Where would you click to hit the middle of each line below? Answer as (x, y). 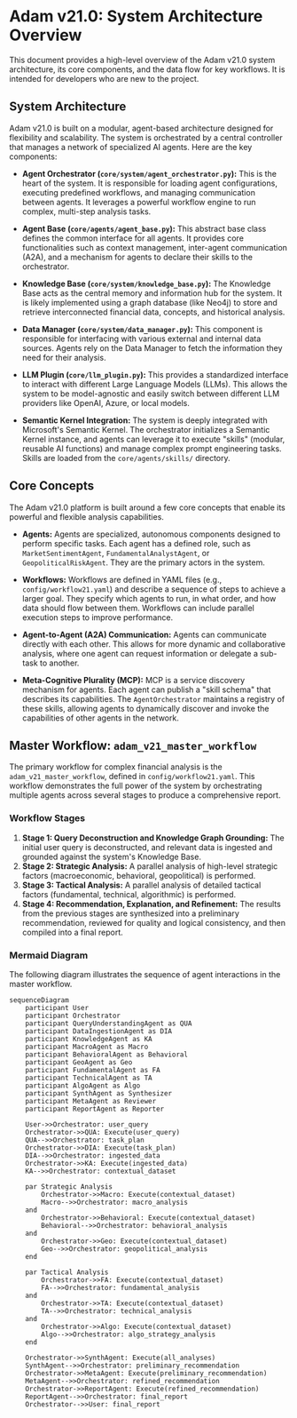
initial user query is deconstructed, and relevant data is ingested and (147, 847)
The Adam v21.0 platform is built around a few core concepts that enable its (147, 507)
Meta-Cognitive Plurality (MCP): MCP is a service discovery (133, 680)
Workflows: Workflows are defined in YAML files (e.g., (122, 579)
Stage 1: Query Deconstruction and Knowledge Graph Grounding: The (153, 838)
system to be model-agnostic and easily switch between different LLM (151, 394)
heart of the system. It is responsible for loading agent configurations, (149, 183)
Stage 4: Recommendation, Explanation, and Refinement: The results (151, 904)
